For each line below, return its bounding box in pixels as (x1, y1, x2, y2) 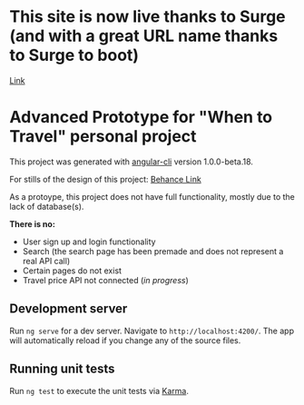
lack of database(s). (9, 201, 84, 212)
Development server (9, 301, 128, 317)
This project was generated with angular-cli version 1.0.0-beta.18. (9, 156, 254, 167)
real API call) (22, 255, 71, 266)
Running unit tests (9, 361, 115, 377)
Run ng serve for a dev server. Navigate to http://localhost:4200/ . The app (9, 325, 295, 336)
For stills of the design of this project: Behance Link (9, 173, 201, 184)
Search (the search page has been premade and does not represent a (22, 245, 284, 256)
